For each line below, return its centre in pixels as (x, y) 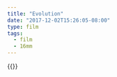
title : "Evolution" (36, 14)
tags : (15, 33)
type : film (23, 27)
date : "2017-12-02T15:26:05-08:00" (59, 20)
